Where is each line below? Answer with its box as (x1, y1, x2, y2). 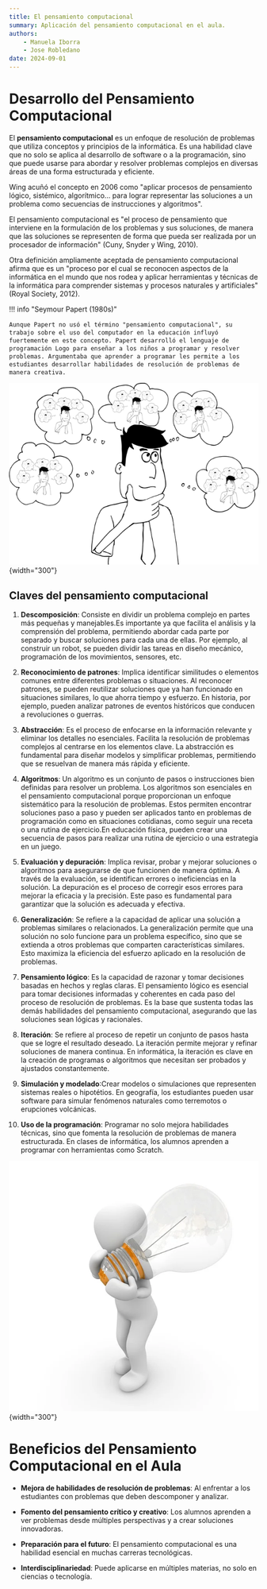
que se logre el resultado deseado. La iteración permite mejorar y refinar (20, 1038, 258, 1048)
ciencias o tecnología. (20, 1572, 93, 1581)
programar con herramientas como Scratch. (20, 1145, 165, 1154)
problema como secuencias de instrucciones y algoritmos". (9, 199, 203, 208)
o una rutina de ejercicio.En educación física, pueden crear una (20, 825, 228, 834)
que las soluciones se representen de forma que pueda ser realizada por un (9, 231, 257, 241)
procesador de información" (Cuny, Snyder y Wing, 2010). (9, 239, 199, 249)
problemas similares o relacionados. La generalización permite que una (20, 922, 254, 933)
